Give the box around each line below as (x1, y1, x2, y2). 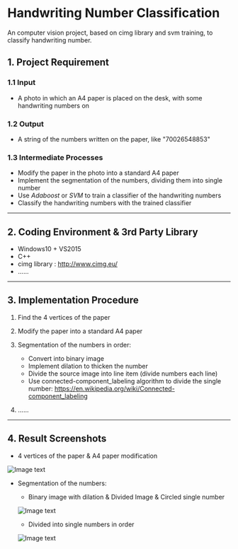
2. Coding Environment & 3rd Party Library (7, 226, 198, 238)
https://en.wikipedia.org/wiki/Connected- (54, 384, 175, 393)
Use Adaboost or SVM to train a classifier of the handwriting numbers (17, 191, 222, 200)
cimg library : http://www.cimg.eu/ (17, 260, 118, 268)
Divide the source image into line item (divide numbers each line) (28, 369, 218, 378)
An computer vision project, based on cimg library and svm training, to (7, 28, 213, 37)
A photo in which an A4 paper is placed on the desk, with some (17, 93, 203, 102)
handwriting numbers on (17, 101, 90, 110)
